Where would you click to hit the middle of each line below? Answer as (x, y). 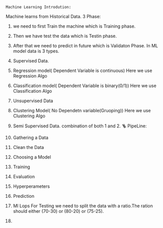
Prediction (24, 196)
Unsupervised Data (33, 101)
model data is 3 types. (36, 51)
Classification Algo (32, 91)
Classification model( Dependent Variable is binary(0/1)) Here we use (85, 86)
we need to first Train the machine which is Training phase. (74, 26)
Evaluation (24, 176)
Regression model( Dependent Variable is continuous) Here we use (83, 70)
